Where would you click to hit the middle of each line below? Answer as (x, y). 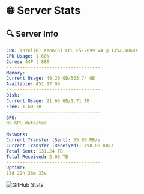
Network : (17, 135)
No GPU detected (26, 123)
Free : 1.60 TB (24, 106)
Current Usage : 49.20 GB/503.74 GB (51, 79)
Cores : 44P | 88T (28, 62)
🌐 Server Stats (43, 11)
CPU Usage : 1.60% (28, 56)
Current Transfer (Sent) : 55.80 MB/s (53, 140)
